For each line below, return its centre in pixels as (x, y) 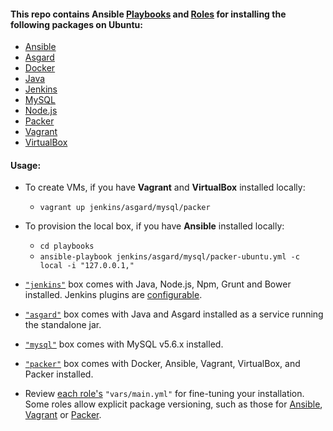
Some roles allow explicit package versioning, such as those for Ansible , (173, 404)
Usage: (26, 165)
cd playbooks (67, 246)
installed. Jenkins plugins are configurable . (113, 295)
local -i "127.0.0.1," (87, 266)
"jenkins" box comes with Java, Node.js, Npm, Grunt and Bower (158, 284)
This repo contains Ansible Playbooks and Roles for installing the (148, 14)
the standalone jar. (63, 325)
